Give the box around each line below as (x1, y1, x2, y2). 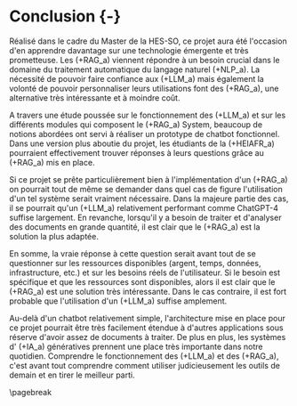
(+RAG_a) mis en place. (9, 157, 95, 167)
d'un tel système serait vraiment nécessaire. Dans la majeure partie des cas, (9, 193, 289, 204)
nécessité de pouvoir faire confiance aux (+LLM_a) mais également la (9, 73, 264, 84)
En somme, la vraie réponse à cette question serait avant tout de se (9, 248, 256, 259)
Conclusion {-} (9, 6, 122, 27)
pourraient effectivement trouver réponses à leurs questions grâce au (9, 147, 265, 158)
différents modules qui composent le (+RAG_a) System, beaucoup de (9, 118, 263, 130)
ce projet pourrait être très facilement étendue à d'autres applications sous (9, 322, 284, 333)
